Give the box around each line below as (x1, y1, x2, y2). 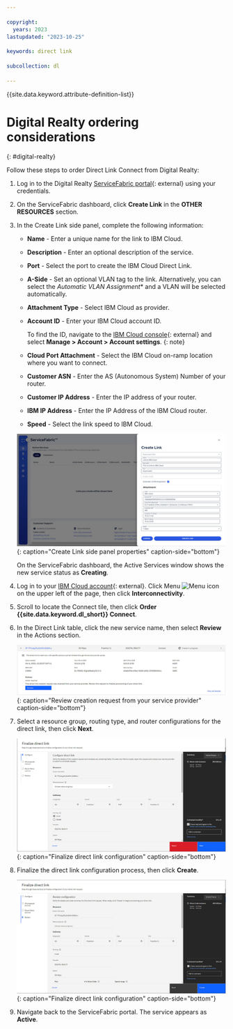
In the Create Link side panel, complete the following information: (16, 221, 204, 229)
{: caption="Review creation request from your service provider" (16, 696, 202, 705)
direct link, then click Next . (16, 724, 95, 732)
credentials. (16, 187, 51, 195)
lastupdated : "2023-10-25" (6, 33, 85, 40)
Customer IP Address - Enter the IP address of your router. (26, 393, 197, 401)
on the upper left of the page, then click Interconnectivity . (16, 589, 185, 598)
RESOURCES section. (16, 207, 79, 216)
